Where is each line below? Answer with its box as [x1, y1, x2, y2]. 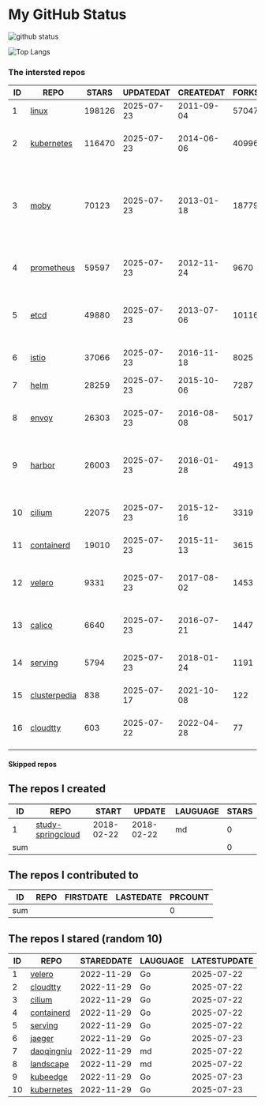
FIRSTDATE [64, 892, 109, 903]
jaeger [30, 1033, 54, 1044]
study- [35, 819, 62, 830]
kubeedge [30, 1072, 69, 1083]
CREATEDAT [177, 87, 226, 98]
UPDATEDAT [122, 87, 171, 98]
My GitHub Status [8, 6, 127, 24]
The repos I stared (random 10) [8, 932, 163, 945]
